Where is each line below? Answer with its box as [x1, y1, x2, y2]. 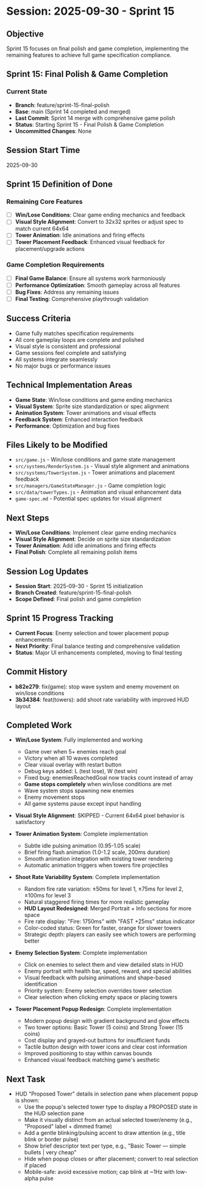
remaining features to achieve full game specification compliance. [6, 51, 172, 59]
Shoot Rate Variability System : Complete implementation [15, 874, 160, 881]
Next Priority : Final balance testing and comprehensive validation [15, 642, 180, 650]
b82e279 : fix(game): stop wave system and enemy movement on [15, 683, 180, 690]
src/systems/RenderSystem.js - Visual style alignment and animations [15, 462, 190, 470]
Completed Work [6, 720, 72, 730]
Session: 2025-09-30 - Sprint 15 [6, 4, 175, 18]
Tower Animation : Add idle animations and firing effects [15, 542, 157, 549]
